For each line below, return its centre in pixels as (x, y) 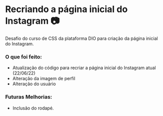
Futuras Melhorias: (29, 97)
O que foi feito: (24, 56)
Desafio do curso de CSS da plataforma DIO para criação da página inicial (81, 38)
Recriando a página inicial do (66, 9)
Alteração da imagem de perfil (44, 79)
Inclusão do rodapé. (33, 108)
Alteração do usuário (34, 84)
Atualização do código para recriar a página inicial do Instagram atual (84, 68)
